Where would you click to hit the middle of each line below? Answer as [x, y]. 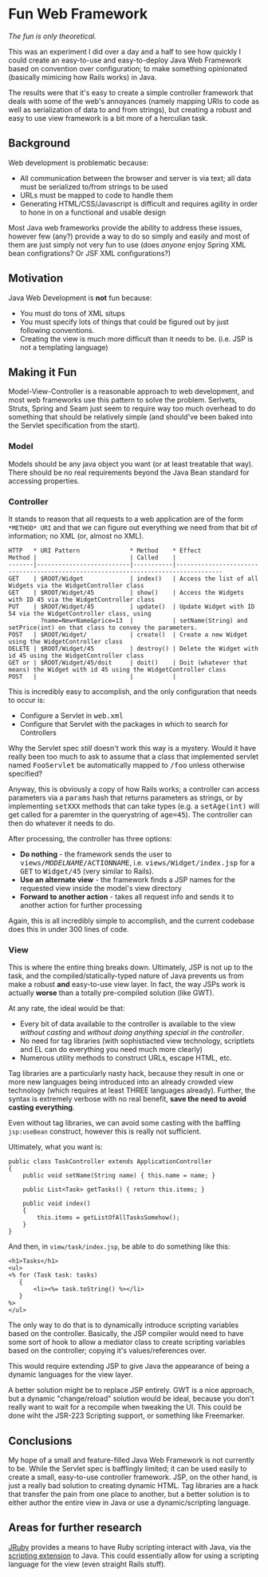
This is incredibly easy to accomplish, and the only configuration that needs [133, 691]
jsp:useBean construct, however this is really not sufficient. [105, 1132]
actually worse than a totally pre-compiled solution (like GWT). [111, 993]
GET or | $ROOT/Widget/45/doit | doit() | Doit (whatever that [128, 662]
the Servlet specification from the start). [74, 426]
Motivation [36, 278]
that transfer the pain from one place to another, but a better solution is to [129, 1495]
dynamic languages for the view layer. [71, 1374]
